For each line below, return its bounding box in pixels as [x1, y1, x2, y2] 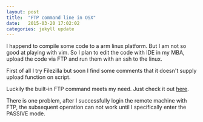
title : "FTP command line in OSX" [6, 15, 96, 21]
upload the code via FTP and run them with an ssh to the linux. [6, 55, 162, 63]
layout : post [6, 8, 39, 15]
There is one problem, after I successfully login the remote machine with [6, 97, 187, 104]
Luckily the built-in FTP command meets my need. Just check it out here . [6, 86, 189, 93]
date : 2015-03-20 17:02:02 [6, 20, 80, 26]
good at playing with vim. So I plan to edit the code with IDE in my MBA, [6, 49, 185, 56]
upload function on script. [6, 73, 71, 81]
